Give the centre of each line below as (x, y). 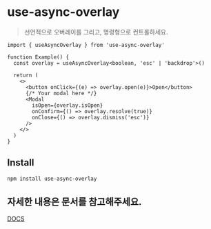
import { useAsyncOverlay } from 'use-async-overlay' (86, 45)
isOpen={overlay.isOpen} (68, 105)
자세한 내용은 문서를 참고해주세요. (74, 202)
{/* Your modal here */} (61, 93)
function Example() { (38, 57)
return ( (26, 75)
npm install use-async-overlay (52, 179)
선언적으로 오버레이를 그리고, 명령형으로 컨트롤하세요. (96, 32)
